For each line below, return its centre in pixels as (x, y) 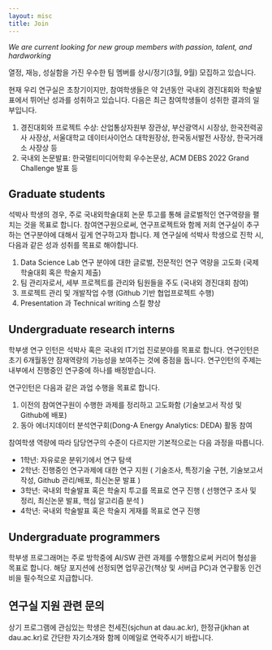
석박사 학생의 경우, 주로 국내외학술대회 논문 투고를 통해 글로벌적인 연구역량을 (130, 215)
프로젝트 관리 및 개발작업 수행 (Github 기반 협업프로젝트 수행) (117, 293)
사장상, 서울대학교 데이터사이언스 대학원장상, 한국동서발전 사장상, (132, 137)
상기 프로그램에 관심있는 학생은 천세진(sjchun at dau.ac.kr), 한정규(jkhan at (129, 627)
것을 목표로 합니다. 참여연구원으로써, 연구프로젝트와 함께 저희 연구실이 (134, 225)
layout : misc (30, 16)
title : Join (28, 24)
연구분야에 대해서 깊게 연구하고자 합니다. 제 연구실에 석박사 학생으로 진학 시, (143, 235)
